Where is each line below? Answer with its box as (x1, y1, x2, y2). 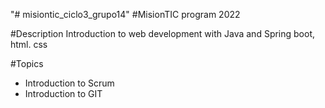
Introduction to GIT (24, 88, 103, 99)
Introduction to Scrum (24, 77, 115, 89)
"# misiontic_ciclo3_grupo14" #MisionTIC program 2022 (10, 9, 241, 20)
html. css (10, 39, 48, 50)
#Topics (10, 58, 44, 69)
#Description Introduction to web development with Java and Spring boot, (10, 28, 316, 39)
